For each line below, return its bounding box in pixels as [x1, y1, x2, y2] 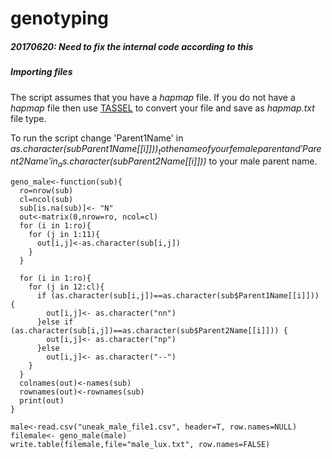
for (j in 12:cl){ [28, 282, 105, 292]
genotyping [10, 7, 110, 30]
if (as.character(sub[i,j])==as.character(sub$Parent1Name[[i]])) [36, 291, 320, 301]
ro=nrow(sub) [19, 186, 74, 196]
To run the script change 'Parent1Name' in [10, 132, 184, 144]
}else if [36, 317, 74, 327]
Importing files [10, 66, 73, 78]
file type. [10, 112, 47, 124]
